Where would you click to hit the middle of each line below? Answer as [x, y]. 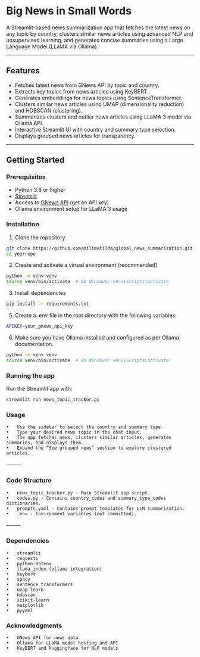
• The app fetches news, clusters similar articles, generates [89, 438]
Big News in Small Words [69, 11]
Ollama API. [29, 123]
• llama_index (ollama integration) [54, 569]
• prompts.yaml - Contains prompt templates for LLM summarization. [96, 508]
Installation [23, 225]
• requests [22, 558]
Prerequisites [26, 177]
